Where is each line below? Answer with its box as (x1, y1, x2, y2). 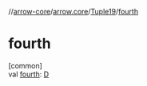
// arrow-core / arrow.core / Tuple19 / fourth (8, 7, 138, 16)
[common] (8, 61, 42, 70)
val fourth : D (8, 69, 50, 79)
